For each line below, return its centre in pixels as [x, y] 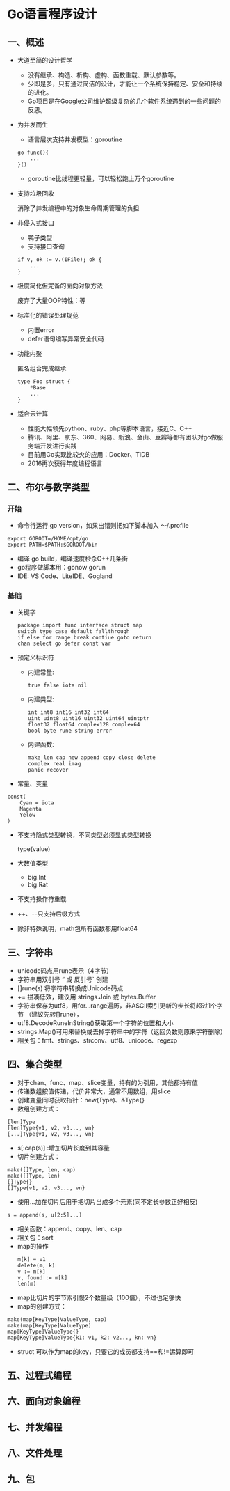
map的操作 [33, 1246]
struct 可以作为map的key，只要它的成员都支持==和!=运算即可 [106, 1351]
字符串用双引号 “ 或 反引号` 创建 [63, 979]
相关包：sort [35, 1238]
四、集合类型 [35, 1064]
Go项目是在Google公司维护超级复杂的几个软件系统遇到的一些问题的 [124, 101]
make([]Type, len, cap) [42, 1170]
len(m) [27, 1283]
